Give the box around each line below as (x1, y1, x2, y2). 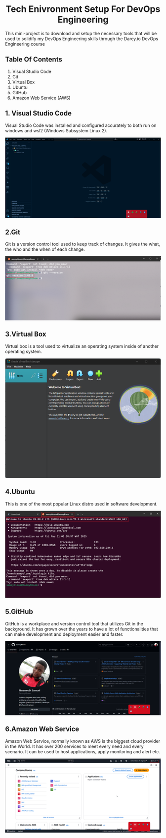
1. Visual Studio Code (5, 109, 72, 117)
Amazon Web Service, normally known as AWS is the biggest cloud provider (5, 738, 161, 744)
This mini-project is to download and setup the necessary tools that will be (5, 30, 157, 36)
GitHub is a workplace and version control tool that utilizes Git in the (5, 620, 143, 626)
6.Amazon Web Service (5, 725, 80, 733)
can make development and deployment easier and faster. (5, 631, 124, 637)
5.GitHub (5, 608, 33, 616)
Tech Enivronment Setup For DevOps (5, 3, 161, 15)
